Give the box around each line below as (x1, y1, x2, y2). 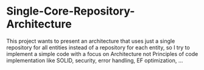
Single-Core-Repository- (6, 4, 135, 18)
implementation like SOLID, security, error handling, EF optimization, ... (6, 57, 183, 64)
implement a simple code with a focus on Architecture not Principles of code (6, 50, 199, 57)
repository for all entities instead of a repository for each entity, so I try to (6, 44, 190, 51)
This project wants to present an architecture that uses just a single (6, 37, 175, 44)
